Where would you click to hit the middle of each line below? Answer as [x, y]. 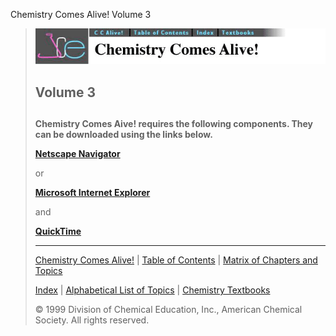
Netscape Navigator [77, 154]
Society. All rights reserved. [92, 320]
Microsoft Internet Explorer [92, 193]
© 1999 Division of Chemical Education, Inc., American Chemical [168, 310]
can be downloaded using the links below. [123, 135]
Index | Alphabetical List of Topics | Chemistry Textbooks [152, 290]
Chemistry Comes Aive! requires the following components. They [174, 124]
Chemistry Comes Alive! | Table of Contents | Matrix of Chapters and [176, 260]
